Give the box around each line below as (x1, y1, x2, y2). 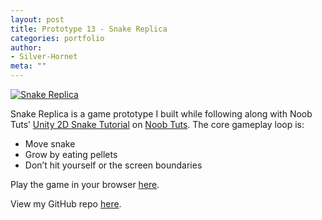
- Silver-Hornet (10, 52, 78, 62)
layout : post (10, 14, 65, 25)
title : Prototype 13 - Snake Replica (10, 24, 168, 34)
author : (10, 42, 43, 53)
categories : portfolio (10, 33, 105, 43)
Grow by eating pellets (24, 149, 118, 160)
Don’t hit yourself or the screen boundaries (24, 159, 203, 171)
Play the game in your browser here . (10, 179, 160, 190)
